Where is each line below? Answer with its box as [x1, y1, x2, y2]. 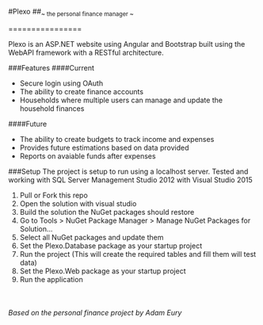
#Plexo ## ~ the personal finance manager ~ [8, 7, 134, 18]
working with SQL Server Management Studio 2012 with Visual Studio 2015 [8, 174, 253, 185]
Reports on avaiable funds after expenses [19, 151, 156, 161]
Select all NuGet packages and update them [19, 232, 164, 242]
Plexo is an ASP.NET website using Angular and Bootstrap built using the [8, 39, 246, 48]
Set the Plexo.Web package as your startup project [19, 266, 186, 276]
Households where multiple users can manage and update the [19, 95, 223, 105]
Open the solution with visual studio [19, 198, 137, 208]
